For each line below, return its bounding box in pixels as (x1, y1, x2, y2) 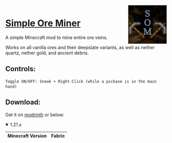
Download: (5, 98, 41, 107)
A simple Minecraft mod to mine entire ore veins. (5, 34, 108, 40)
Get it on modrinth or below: (5, 111, 65, 117)
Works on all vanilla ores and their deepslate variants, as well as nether (5, 44, 155, 50)
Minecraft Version (7, 133, 47, 139)
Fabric (51, 133, 65, 139)
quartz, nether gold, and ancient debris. (5, 50, 89, 56)
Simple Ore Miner (5, 17, 81, 29)
